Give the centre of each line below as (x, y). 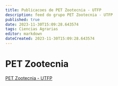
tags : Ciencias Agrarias (32, 29)
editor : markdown (24, 34)
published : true (22, 19)
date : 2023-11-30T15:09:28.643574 (42, 24)
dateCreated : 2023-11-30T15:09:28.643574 (50, 39)
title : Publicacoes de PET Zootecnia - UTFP (53, 10)
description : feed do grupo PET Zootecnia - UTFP (59, 15)
